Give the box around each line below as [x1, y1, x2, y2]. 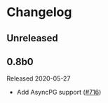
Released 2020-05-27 [6, 74, 71, 83]
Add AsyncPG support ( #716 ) [16, 88, 102, 97]
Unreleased [6, 32, 59, 44]
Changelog [6, 4, 72, 20]
